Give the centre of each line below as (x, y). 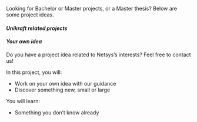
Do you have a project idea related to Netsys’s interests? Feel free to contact (98, 55)
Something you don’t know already (57, 112)
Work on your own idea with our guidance (65, 83)
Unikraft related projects (37, 28)
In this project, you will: (34, 72)
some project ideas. (30, 15)
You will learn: (23, 101)
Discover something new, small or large (62, 90)
